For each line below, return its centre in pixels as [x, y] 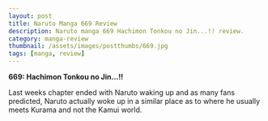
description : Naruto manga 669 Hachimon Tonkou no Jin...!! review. [126, 31]
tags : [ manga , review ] [47, 54]
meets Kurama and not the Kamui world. [75, 110]
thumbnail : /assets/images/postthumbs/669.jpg [88, 46]
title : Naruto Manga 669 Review [63, 24]
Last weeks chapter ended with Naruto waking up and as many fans [122, 93]
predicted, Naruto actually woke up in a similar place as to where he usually [134, 101]
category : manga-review [49, 39]
